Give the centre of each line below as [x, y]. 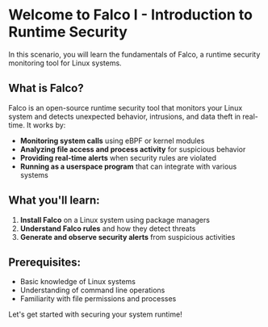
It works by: [46, 125]
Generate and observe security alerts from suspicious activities [128, 237]
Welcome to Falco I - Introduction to [130, 15]
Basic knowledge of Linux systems [77, 282]
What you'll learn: [54, 201]
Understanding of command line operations [92, 290]
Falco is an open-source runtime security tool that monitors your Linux [126, 107]
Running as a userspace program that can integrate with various [128, 166]
